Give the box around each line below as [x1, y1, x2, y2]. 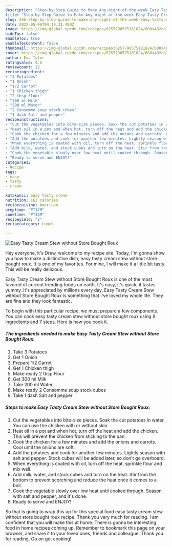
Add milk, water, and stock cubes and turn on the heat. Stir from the [12, 472, 156, 478]
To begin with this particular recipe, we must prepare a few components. [5, 308, 159, 314]
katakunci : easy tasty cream [5, 193, 68, 198]
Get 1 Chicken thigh [12, 365, 54, 371]
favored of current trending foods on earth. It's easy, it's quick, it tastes [5, 282, 156, 288]
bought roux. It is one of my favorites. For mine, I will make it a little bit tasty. [5, 261, 166, 267]
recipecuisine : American [5, 202, 58, 207]
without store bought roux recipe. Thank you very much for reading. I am [5, 514, 159, 520]
